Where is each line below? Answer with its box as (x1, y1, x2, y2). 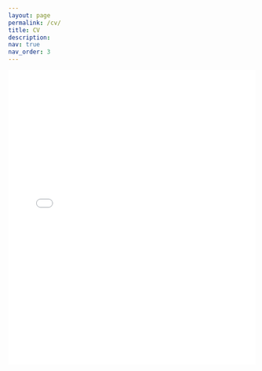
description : (8, 33, 51, 42)
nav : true (8, 41, 41, 49)
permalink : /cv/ (8, 19, 61, 27)
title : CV (8, 26, 41, 34)
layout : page (8, 11, 51, 20)
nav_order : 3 (8, 48, 51, 56)
